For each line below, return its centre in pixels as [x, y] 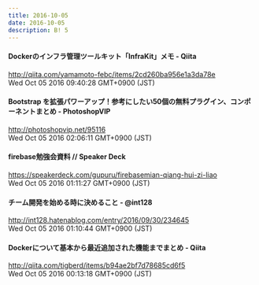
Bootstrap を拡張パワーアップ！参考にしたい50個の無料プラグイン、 [119, 102]
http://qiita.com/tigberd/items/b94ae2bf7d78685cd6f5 [97, 265]
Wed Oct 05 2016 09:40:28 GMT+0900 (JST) [81, 83]
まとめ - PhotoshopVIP [73, 112]
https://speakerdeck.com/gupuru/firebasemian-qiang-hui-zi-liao [113, 175]
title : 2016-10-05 [38, 15]
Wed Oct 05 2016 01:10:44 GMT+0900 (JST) [80, 228]
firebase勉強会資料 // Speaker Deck [67, 157]
